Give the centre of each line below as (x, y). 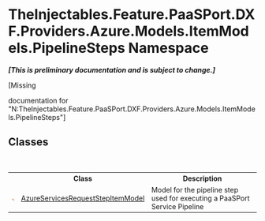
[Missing (22, 85)
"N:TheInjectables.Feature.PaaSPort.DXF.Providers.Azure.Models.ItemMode (132, 109)
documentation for (38, 100)
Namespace (168, 48)
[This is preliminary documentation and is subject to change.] (112, 69)
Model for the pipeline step (195, 189)
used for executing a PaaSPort (200, 198)
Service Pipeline (177, 206)
